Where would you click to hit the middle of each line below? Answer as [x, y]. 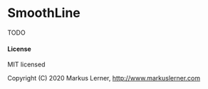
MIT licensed [26, 64]
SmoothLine [44, 13]
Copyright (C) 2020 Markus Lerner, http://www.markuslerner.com [104, 78]
